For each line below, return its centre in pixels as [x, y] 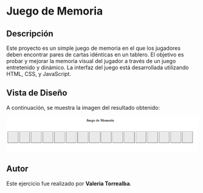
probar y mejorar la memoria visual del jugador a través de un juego [91, 61]
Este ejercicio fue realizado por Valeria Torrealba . [69, 183]
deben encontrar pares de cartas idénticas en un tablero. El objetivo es [95, 55]
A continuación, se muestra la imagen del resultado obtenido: [83, 107]
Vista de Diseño [37, 93]
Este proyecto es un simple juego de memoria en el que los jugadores [94, 48]
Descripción [30, 34]
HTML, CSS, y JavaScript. [39, 74]
